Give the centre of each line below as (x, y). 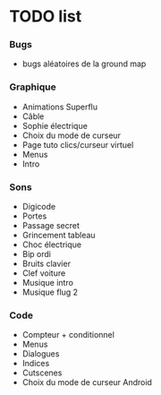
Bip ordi (37, 254)
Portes (34, 216)
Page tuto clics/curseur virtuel (78, 144)
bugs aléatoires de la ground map (84, 64)
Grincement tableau (59, 236)
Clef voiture (44, 273)
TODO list (46, 17)
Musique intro (48, 283)
